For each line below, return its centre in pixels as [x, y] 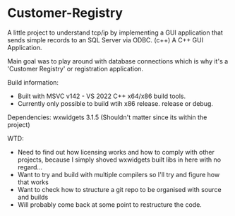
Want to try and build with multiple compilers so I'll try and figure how [119, 174]
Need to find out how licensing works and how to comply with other [116, 152]
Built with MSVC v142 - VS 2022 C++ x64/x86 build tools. [101, 96]
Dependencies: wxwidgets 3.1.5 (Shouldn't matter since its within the [107, 117]
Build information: [33, 82]
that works [33, 182]
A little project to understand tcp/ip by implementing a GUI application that [115, 32]
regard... [30, 167]
